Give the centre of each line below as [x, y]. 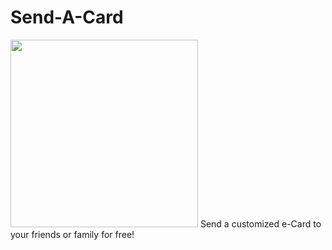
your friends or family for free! [72, 234]
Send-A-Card [67, 17]
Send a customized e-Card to [260, 223]
